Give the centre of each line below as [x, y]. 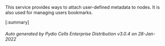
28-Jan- [147, 33]
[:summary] [17, 22]
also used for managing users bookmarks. [49, 12]
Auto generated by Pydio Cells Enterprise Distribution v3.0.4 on [71, 33]
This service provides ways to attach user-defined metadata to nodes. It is [82, 7]
